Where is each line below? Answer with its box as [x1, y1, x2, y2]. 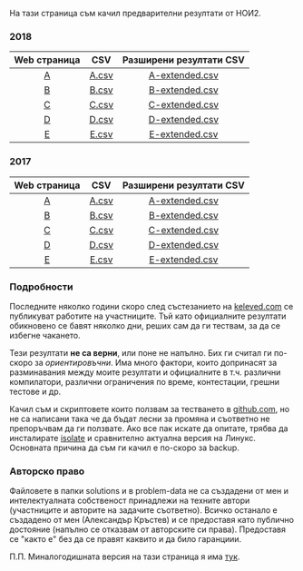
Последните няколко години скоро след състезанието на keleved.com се [9, 300, 294, 311]
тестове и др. [9, 386, 62, 397]
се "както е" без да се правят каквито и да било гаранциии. [9, 534, 242, 545]
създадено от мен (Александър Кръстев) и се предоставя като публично [9, 515, 295, 526]
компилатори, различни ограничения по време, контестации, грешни [9, 376, 279, 387]
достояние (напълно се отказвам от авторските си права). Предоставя [9, 524, 286, 535]
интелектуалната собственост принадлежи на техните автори [9, 495, 250, 507]
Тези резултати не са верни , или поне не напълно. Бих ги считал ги [9, 347, 272, 358]
